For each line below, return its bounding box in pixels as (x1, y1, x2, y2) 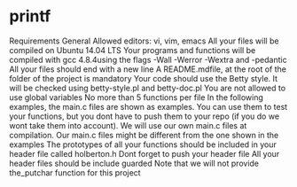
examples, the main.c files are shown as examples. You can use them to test (9, 101, 288, 112)
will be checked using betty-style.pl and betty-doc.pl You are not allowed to (9, 82, 286, 93)
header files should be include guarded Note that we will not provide (9, 158, 260, 168)
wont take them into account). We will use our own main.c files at (9, 120, 247, 130)
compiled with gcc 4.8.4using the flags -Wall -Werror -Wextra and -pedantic (9, 54, 287, 65)
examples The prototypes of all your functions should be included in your (9, 139, 277, 150)
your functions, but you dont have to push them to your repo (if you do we (9, 111, 280, 121)
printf (9, 6, 51, 27)
